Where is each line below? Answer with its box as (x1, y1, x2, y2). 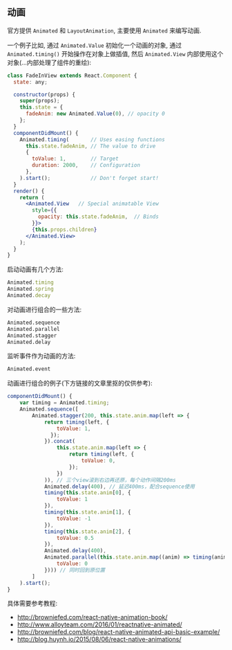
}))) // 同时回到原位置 (43, 566, 106, 573)
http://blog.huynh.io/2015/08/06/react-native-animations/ (17, 635, 182, 644)
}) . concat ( (43, 438, 76, 445)
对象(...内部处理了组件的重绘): (7, 58, 92, 66)
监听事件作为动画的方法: (7, 352, 76, 360)
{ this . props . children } (32, 226, 97, 233)
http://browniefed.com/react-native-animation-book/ (17, 613, 168, 622)
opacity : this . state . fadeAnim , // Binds (37, 213, 159, 220)
